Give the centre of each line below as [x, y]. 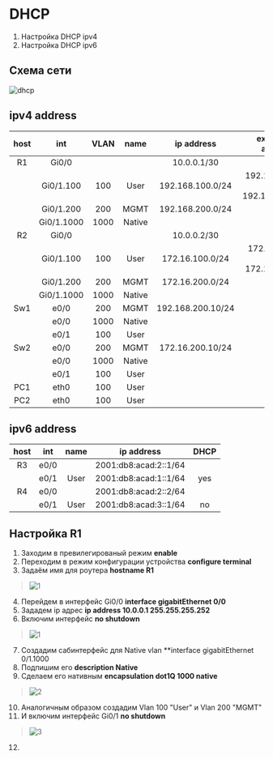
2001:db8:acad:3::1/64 [140, 505]
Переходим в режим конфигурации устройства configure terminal [136, 562]
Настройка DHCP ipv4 [59, 36]
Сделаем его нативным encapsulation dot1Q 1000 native [119, 676]
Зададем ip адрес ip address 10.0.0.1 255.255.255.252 [115, 610]
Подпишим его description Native [79, 667]
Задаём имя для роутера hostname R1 [87, 570]
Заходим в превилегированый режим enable [99, 553]
